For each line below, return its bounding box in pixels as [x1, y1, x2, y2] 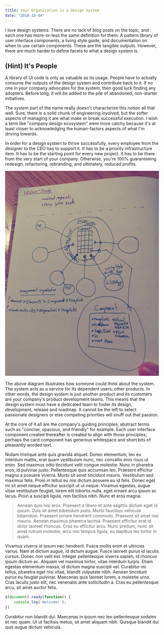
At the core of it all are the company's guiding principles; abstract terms [5, 421, 150, 427]
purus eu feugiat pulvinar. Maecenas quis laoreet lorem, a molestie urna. [5, 574, 150, 580]
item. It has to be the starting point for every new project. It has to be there [5, 151, 155, 157]
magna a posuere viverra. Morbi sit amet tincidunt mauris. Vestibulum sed [5, 472, 154, 478]
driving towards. [5, 131, 38, 137]
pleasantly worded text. [5, 442, 53, 448]
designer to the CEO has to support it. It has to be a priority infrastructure [5, 145, 153, 151]
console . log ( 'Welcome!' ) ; [14, 600, 67, 605]
